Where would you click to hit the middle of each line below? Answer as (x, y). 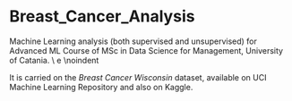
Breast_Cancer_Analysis (102, 17)
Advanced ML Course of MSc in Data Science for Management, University (146, 50)
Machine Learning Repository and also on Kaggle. (101, 87)
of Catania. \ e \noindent (54, 60)
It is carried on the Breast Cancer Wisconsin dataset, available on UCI (138, 77)
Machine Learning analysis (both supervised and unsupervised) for (133, 41)
